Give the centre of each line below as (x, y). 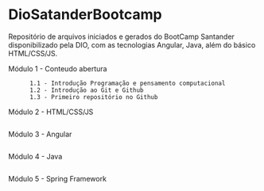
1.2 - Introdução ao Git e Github (87, 90)
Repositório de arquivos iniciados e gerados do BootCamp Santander (121, 36)
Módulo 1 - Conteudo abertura (58, 68)
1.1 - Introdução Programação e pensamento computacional (127, 83)
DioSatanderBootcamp (85, 15)
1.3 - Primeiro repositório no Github (93, 97)
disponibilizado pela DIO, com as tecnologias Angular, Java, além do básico (132, 44)
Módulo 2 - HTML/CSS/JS (51, 112)
